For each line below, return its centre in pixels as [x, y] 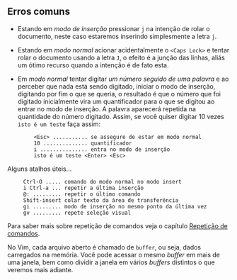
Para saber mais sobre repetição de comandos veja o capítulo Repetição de [117, 225]
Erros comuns [39, 12]
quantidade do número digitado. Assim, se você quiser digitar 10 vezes [121, 116]
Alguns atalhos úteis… [40, 169]
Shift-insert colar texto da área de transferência [101, 200]
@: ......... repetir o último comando [82, 194]
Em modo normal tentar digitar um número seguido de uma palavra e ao [123, 79]
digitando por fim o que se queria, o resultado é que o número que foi [119, 94]
